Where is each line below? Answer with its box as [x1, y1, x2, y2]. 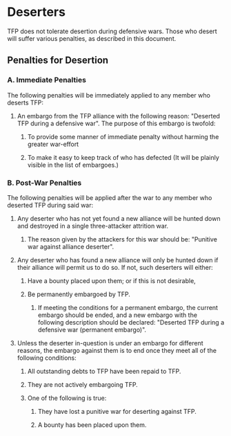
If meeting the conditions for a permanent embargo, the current [37, 303, 219, 311]
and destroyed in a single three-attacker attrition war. [17, 221, 169, 230]
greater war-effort [27, 140, 79, 148]
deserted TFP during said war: [7, 201, 94, 209]
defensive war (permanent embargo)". [37, 325, 147, 334]
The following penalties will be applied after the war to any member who [7, 193, 212, 201]
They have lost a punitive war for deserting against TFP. [37, 407, 197, 415]
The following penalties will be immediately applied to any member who [7, 91, 210, 99]
